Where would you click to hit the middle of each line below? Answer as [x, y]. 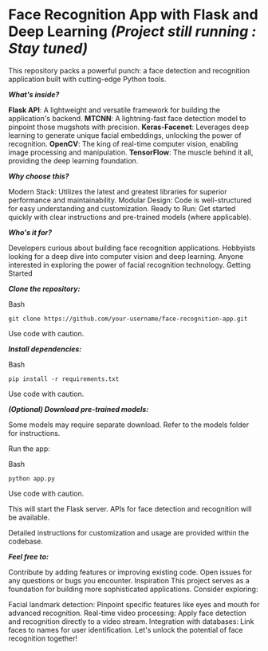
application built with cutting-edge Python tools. [87, 79]
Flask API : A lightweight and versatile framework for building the [114, 110]
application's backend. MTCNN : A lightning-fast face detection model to [127, 118]
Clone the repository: [44, 288]
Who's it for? [30, 232]
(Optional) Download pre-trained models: [79, 409]
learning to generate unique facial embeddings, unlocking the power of [125, 135]
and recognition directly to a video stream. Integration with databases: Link [131, 621]
